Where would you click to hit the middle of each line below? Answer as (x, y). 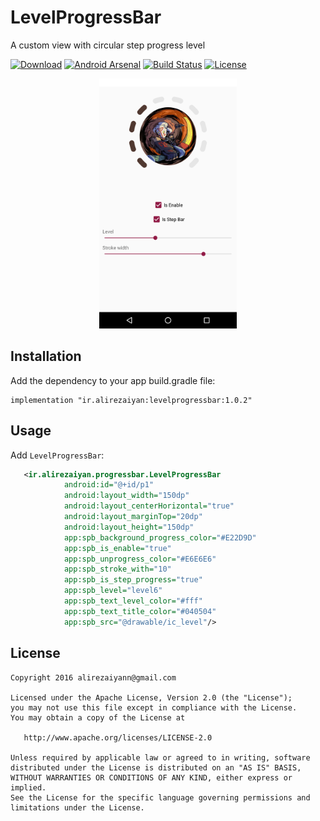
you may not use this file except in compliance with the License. (154, 707)
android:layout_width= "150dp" (126, 496)
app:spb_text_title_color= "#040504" (140, 611)
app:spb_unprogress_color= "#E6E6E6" (140, 559)
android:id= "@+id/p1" (109, 485)
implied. (28, 787)
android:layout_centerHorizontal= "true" (149, 506)
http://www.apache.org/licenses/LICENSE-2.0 (118, 737)
